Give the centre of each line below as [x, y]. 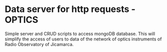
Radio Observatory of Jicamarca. [39, 44]
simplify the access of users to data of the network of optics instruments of [83, 39]
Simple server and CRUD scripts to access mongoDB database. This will [80, 33]
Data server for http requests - [70, 9]
